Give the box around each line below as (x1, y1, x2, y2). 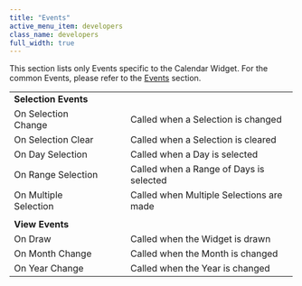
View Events (14, 218, 70, 231)
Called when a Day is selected (130, 148, 259, 161)
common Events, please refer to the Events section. (9, 73, 202, 84)
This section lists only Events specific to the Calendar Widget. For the (9, 63, 269, 74)
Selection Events (14, 93, 89, 106)
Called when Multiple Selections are (130, 189, 283, 201)
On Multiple (14, 189, 63, 201)
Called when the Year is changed (130, 263, 270, 275)
